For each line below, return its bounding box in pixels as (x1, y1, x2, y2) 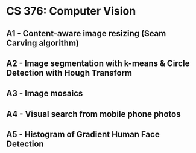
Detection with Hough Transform (6, 68, 133, 78)
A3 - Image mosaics (6, 88, 83, 99)
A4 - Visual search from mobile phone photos (6, 109, 181, 119)
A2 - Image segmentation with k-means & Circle (6, 58, 190, 68)
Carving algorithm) (6, 37, 80, 48)
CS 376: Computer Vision (6, 4, 136, 18)
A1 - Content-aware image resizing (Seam (6, 28, 166, 39)
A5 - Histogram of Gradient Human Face (6, 129, 160, 140)
